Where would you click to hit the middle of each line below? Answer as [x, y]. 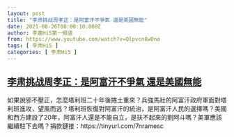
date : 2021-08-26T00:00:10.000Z [54, 26]
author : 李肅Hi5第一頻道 [40, 33]
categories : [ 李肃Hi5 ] [42, 53]
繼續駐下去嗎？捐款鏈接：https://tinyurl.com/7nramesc [85, 126]
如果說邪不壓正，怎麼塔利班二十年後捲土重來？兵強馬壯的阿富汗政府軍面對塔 [117, 100]
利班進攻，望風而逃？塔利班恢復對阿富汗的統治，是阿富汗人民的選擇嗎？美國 [117, 109]
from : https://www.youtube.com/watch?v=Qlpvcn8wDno [84, 39]
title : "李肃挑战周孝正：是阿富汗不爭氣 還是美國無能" [77, 20]
